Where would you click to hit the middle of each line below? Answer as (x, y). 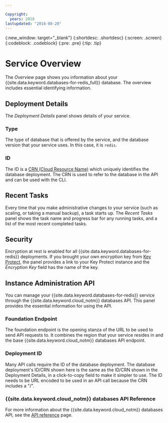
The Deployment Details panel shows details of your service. (68, 116)
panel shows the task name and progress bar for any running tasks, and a (81, 218)
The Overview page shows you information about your (61, 77)
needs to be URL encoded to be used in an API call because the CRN (76, 380)
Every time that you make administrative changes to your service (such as (81, 207)
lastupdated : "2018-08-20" (33, 24)
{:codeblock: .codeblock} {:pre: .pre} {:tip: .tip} (53, 43)
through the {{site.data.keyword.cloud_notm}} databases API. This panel (80, 301)
